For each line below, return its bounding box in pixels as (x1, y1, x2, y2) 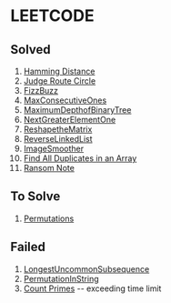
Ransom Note (23, 163, 75, 173)
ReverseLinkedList (23, 134, 94, 144)
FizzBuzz (23, 86, 58, 96)
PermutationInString (23, 273, 99, 284)
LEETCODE (10, 5, 95, 26)
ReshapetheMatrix (23, 124, 93, 135)
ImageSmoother (23, 143, 85, 154)
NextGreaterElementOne (23, 115, 116, 125)
